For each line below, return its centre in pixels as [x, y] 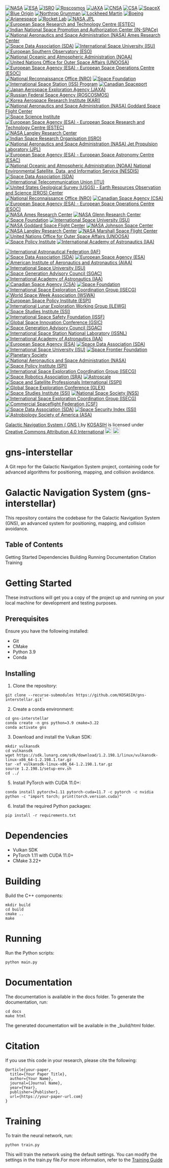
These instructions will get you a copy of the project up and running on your [85, 597]
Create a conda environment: [43, 709]
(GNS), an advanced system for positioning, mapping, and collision [75, 523]
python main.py [21, 962]
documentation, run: [26, 1002]
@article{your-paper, [28, 1070]
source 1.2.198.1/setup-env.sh [38, 769]
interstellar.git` [25, 700]
